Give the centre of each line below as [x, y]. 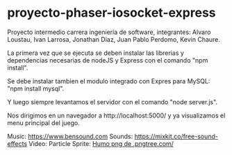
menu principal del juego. [43, 122]
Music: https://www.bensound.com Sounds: [70, 136]
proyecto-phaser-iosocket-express [112, 13]
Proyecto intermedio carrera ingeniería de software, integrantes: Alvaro [109, 32]
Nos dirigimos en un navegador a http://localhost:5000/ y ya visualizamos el [116, 115]
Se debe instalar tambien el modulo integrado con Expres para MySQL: [109, 81]
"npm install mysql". [36, 88]
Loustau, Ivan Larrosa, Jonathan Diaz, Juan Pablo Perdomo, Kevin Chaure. [114, 39]
